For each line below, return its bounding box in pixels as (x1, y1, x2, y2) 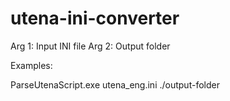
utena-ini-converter (10, 7, 180, 30)
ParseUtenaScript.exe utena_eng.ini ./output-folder (10, 78, 220, 91)
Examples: (10, 59, 53, 71)
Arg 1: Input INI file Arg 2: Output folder (10, 40, 171, 52)
